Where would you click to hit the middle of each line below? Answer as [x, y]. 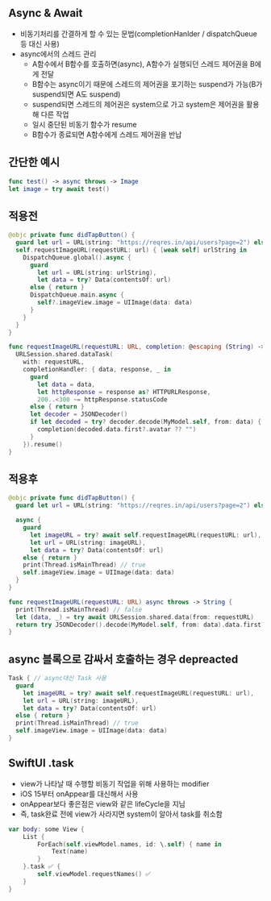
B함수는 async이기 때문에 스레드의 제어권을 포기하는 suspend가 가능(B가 [147, 84]
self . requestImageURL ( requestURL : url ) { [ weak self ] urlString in [131, 250]
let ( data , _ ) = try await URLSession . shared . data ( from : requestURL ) [135, 617]
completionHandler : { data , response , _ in [97, 370]
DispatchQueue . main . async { [77, 295]
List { [34, 837]
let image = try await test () [59, 189]
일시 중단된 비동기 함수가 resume [84, 124]
